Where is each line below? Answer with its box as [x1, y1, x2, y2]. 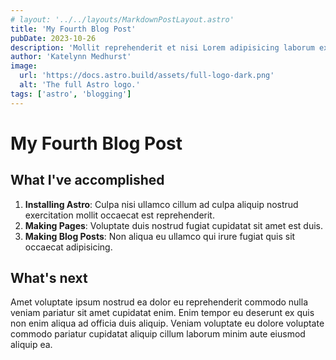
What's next [10, 270, 88, 287]
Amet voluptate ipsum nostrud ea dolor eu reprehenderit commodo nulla [10, 296, 308, 308]
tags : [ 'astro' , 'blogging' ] [10, 89, 132, 99]
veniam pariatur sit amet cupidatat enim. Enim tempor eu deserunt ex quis [10, 307, 315, 319]
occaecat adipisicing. [24, 241, 113, 253]
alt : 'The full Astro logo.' [19, 80, 141, 90]
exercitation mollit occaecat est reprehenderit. [24, 209, 215, 221]
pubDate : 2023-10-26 [10, 33, 97, 43]
